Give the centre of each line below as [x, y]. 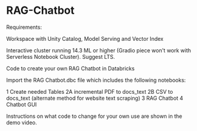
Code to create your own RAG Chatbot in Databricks [70, 68]
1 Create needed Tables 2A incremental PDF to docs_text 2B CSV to [90, 91]
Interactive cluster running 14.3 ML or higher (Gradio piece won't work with [99, 50]
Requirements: [24, 27]
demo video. [22, 122]
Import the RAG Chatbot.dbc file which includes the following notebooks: [96, 80]
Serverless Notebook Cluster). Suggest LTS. [61, 56]
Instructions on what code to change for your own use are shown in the [94, 116]
